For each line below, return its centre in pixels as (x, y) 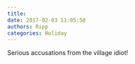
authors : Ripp (28, 26)
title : (17, 14)
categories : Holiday (37, 33)
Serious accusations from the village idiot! (68, 53)
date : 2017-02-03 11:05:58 (47, 20)
